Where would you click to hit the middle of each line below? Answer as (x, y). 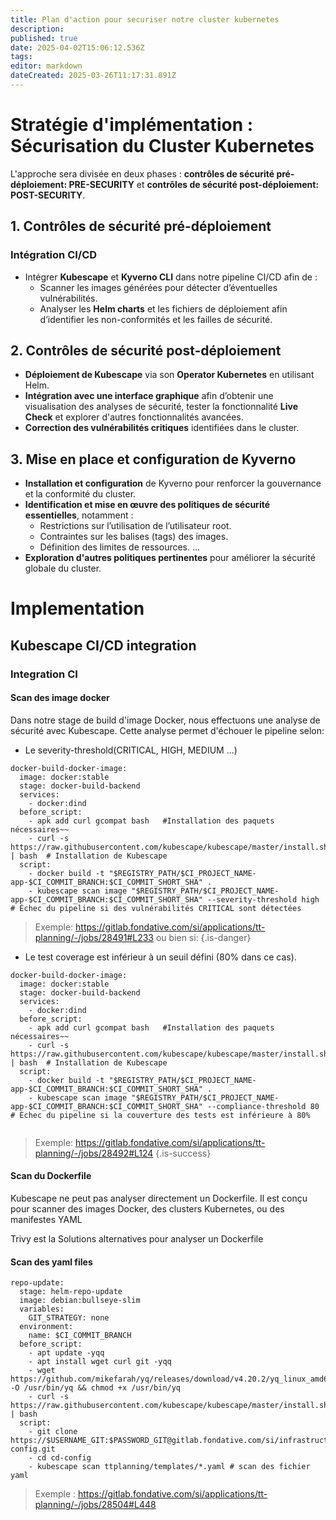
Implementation (77, 608)
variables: (42, 1309)
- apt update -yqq (66, 1353)
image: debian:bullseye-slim (80, 1301)
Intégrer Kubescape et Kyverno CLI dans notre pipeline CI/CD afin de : (171, 277)
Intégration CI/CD (54, 255)
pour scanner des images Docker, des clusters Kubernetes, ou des (147, 1209)
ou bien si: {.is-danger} (203, 937)
